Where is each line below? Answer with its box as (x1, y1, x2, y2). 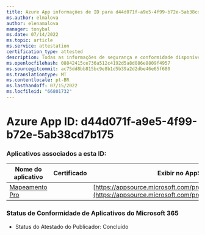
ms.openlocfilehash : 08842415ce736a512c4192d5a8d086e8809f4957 (6, 60, 171, 66)
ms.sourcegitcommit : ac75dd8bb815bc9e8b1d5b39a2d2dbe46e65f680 (6, 65, 171, 72)
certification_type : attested (6, 49, 84, 55)
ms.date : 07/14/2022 (6, 32, 59, 38)
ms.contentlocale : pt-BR (6, 77, 70, 83)
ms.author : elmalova (6, 15, 59, 21)
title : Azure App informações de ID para (6, 9, 113, 15)
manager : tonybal (6, 26, 51, 32)
